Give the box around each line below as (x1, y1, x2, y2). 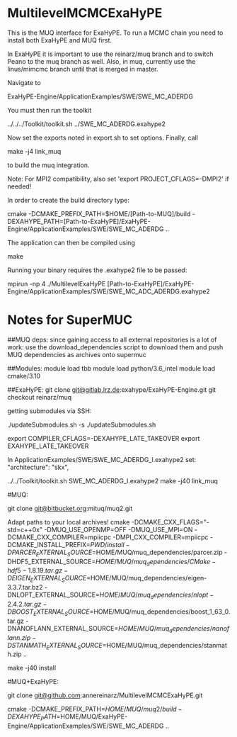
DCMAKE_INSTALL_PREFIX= (7, 540, 91, 548)
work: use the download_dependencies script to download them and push (7, 342, 224, 351)
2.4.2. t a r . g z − (7, 600, 47, 609)
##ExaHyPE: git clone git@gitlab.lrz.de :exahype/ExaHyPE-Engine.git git (7, 385, 216, 394)
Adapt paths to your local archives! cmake (7, 517, 130, 526)
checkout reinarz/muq (7, 393, 72, 401)
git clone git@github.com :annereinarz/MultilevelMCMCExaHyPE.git (7, 691, 203, 699)
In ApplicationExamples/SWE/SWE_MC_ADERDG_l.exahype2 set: (7, 455, 197, 463)
